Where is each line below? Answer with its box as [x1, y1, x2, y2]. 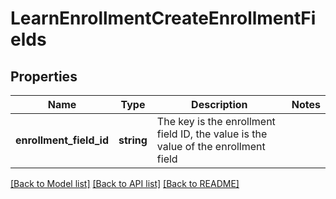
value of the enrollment [156, 140, 266, 153]
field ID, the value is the [156, 127, 268, 141]
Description [191, 98, 248, 111]
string [118, 133, 148, 147]
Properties [10, 68, 78, 85]
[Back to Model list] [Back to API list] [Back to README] [10, 178, 240, 189]
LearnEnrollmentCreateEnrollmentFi [10, 7, 317, 30]
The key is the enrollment [156, 115, 276, 128]
